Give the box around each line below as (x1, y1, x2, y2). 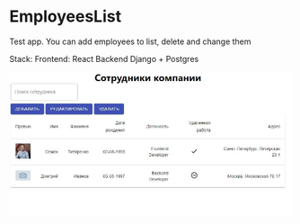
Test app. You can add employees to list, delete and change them (9, 36, 251, 47)
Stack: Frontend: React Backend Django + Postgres (9, 53, 199, 64)
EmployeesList (9, 6, 122, 27)
